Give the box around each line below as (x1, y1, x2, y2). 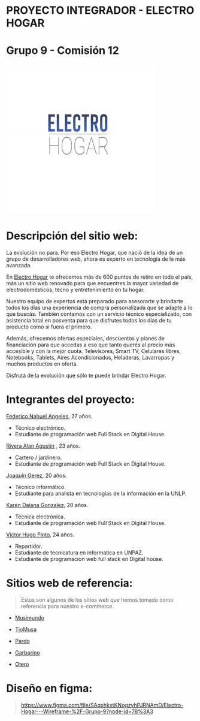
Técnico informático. (14, 484, 66, 490)
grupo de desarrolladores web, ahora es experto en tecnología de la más (6, 255, 186, 263)
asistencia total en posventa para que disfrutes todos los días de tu (6, 317, 172, 324)
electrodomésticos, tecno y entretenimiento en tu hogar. (6, 286, 145, 294)
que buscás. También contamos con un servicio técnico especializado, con (6, 310, 192, 318)
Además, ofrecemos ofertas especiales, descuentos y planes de (6, 335, 165, 342)
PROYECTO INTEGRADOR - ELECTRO (6, 4, 195, 17)
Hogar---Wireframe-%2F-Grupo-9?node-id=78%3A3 (20, 708, 154, 715)
